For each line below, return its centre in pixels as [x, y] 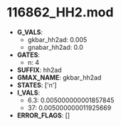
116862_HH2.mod [60, 12]
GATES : [28, 55]
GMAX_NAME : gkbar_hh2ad [59, 77]
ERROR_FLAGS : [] [43, 115]
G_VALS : [30, 32]
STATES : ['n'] [37, 85]
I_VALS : [28, 93]
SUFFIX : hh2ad [39, 70]
